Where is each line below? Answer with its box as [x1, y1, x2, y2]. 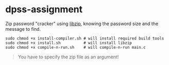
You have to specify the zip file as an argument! [17, 54, 119, 60]
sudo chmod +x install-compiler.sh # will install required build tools [5, 36, 164, 41]
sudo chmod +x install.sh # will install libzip [5, 40, 132, 46]
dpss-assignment [5, 4, 83, 15]
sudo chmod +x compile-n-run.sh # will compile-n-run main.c [5, 45, 146, 50]
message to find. [5, 26, 41, 32]
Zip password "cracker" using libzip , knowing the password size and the [5, 20, 158, 27]
